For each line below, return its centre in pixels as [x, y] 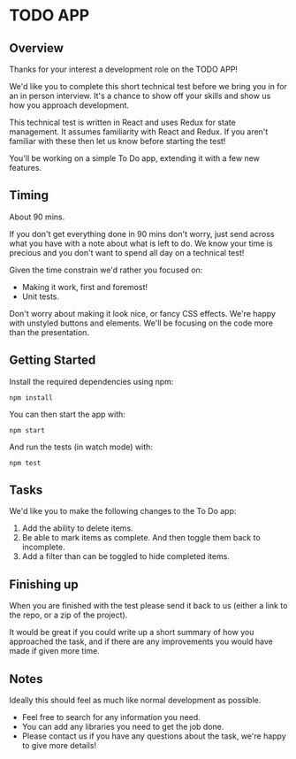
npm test [25, 463]
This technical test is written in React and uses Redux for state [122, 122]
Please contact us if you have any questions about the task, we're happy [154, 736]
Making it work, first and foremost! [85, 287]
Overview [37, 48]
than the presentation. [49, 332]
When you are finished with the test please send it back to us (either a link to [148, 606]
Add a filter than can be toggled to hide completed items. [125, 556]
